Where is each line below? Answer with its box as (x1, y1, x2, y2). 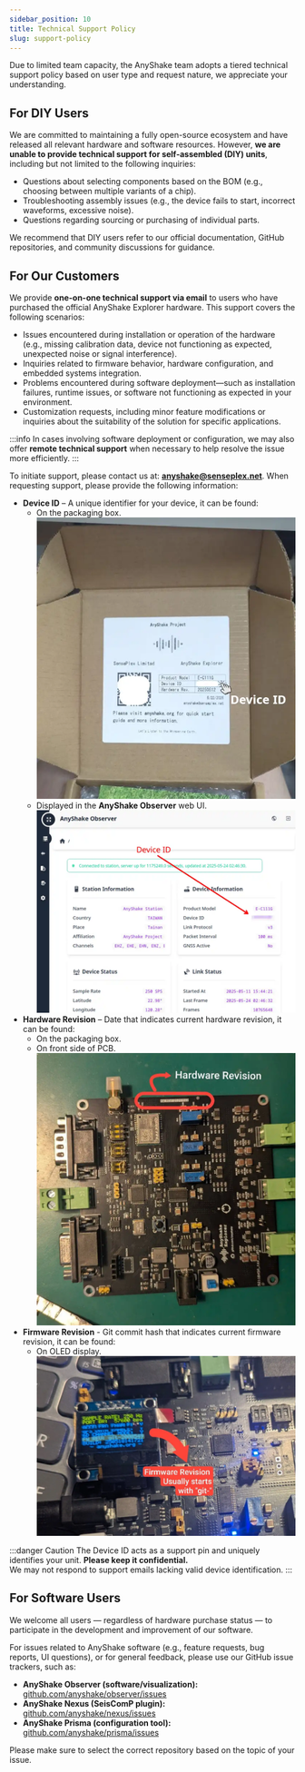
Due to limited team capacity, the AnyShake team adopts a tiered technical (9, 60, 289, 71)
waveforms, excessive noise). (22, 205, 134, 216)
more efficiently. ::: (9, 453, 80, 463)
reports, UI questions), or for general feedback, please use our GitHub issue (9, 1651, 294, 1662)
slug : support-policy (9, 34, 92, 43)
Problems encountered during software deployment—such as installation (22, 378, 296, 388)
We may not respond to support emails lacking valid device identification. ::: (9, 1564, 293, 1575)
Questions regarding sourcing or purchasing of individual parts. (22, 214, 261, 226)
